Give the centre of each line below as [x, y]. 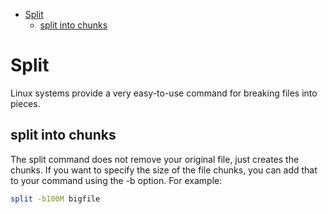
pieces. [25, 103]
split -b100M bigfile [55, 199]
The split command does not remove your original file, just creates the [155, 159]
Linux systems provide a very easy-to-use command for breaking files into [164, 93]
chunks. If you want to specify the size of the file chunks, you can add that [164, 170]
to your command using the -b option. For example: [116, 180]
